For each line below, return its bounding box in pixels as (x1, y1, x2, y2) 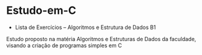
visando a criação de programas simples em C (6, 42, 122, 49)
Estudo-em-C (6, 4, 77, 18)
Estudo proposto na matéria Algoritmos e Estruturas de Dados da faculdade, (6, 35, 197, 42)
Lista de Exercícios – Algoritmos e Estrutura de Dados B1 (15, 24, 156, 31)
